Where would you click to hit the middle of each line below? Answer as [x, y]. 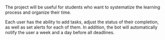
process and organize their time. [38, 12]
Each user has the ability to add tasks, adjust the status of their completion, [82, 22]
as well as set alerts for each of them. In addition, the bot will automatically [81, 27]
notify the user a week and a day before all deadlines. [60, 32]
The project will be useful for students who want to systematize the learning [83, 7]
